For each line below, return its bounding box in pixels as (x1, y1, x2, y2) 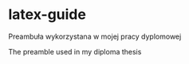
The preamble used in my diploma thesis (8, 47, 142, 56)
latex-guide (8, 6, 86, 24)
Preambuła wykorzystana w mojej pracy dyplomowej (8, 32, 182, 41)
